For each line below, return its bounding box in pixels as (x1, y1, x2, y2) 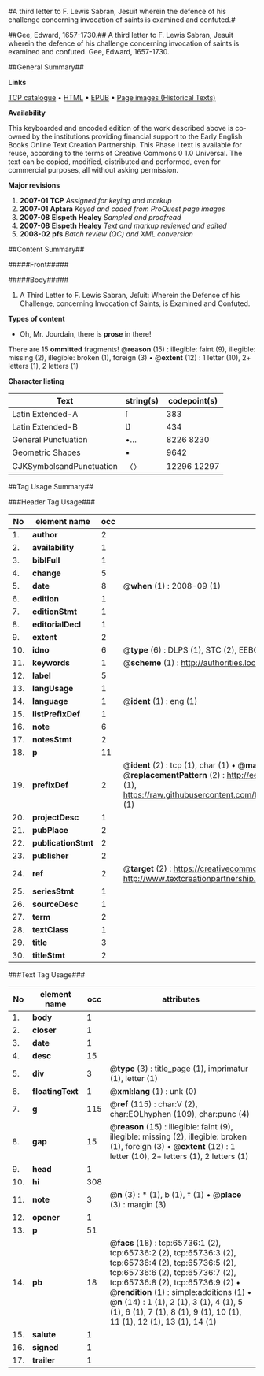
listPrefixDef (32, 708, 81, 720)
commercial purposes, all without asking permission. (8, 165, 179, 174)
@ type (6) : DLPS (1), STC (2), (123, 645, 237, 655)
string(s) (125, 396, 159, 406)
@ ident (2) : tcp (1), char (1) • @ (123, 760, 246, 771)
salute (32, 1330, 57, 1340)
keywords (32, 657, 71, 668)
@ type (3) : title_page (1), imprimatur (109, 1063, 249, 1074)
